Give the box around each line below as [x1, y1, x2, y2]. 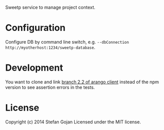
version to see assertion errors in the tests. [5, 84, 95, 90]
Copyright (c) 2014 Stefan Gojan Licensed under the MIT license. [5, 119, 141, 125]
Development [5, 62, 63, 74]
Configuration [5, 22, 66, 34]
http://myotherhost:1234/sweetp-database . [5, 44, 95, 50]
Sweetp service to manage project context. [5, 5, 95, 10]
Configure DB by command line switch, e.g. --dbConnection [5, 39, 129, 45]
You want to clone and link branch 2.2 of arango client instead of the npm [5, 79, 159, 85]
